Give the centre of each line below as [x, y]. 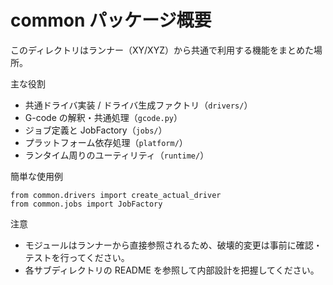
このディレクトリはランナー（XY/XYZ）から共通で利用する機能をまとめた [162, 50]
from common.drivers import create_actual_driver [116, 195]
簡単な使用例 [36, 176]
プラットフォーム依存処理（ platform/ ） [106, 142]
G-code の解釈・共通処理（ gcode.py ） [103, 117]
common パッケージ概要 [111, 20]
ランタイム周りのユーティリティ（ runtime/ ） [117, 155]
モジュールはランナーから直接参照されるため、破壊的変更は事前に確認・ [173, 245]
